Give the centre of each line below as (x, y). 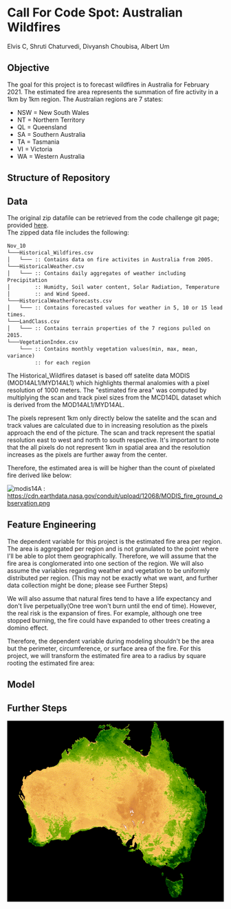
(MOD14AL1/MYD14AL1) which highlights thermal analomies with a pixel (108, 382)
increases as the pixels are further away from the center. (87, 454)
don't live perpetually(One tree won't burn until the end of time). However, (112, 606)
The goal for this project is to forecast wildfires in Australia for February (108, 85)
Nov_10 (16, 245)
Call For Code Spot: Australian (95, 13)
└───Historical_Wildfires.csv (51, 252)
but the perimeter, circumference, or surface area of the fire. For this (104, 648)
